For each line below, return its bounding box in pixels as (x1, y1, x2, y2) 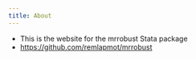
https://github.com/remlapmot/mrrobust (19, 42, 153, 52)
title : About (8, 11, 52, 20)
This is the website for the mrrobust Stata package (19, 34, 188, 43)
